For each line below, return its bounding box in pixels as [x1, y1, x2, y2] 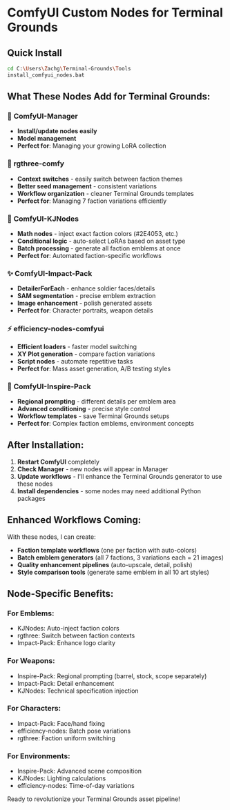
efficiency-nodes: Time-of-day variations [17, 782, 135, 790]
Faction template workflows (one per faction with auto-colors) [17, 546, 198, 554]
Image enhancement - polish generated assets [17, 299, 153, 308]
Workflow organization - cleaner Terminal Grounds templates [17, 189, 195, 197]
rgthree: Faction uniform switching [17, 733, 115, 742]
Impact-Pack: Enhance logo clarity [17, 639, 116, 647]
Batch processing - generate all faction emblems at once [17, 244, 181, 253]
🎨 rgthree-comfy [7, 159, 64, 168]
